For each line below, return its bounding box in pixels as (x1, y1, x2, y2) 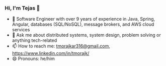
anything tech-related (12, 37, 57, 43)
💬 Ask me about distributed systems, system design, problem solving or (12, 32, 161, 38)
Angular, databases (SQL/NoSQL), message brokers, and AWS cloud (12, 21, 154, 27)
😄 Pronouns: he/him (12, 55, 55, 62)
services (12, 27, 30, 33)
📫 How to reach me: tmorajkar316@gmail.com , (12, 43, 110, 49)
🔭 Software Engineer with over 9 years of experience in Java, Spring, (12, 16, 155, 22)
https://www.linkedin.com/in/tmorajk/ (12, 50, 90, 56)
